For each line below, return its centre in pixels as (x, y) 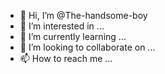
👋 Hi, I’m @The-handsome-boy (83, 15)
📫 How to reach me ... (66, 58)
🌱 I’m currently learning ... (73, 36)
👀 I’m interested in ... (62, 26)
